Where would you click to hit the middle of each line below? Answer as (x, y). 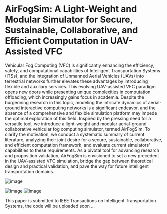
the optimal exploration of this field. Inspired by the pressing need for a (78, 118)
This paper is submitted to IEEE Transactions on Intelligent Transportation (81, 200)
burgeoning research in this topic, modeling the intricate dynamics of (76, 102)
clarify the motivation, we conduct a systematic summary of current (75, 134)
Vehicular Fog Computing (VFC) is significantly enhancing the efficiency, (80, 65)
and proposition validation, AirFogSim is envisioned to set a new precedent (82, 155)
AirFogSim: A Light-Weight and (71, 9)
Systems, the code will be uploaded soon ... (50, 206)
